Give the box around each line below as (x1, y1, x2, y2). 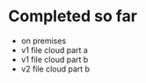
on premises (20, 35, 67, 46)
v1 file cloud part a (20, 44, 89, 55)
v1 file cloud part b (20, 54, 89, 64)
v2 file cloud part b (20, 64, 90, 74)
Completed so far (8, 6, 138, 26)
